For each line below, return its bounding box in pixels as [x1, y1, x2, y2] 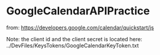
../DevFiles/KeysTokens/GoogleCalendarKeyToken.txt [6, 42, 139, 49]
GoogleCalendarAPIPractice [6, 4, 150, 18]
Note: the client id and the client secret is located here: [6, 35, 142, 42]
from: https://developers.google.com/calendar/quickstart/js [6, 24, 154, 31]
